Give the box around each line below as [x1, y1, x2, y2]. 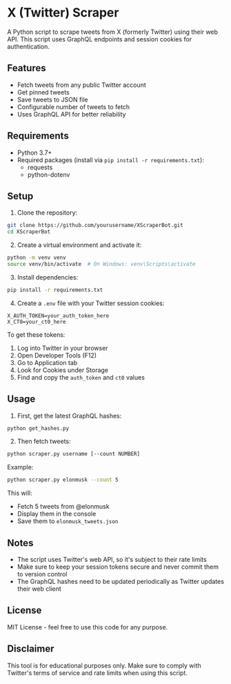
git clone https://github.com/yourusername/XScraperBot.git [7, 222, 184, 229]
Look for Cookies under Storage [17, 366, 109, 374]
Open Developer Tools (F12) [17, 351, 97, 360]
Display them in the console [17, 509, 97, 518]
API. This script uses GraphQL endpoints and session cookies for [7, 35, 192, 43]
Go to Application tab [17, 358, 78, 367]
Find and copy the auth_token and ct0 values [17, 373, 145, 381]
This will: [7, 489, 32, 498]
